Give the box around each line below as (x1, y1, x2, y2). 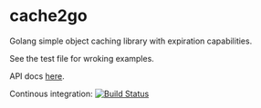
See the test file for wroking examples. (9, 53, 155, 64)
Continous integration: (9, 88, 93, 99)
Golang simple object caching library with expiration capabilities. (9, 35, 253, 46)
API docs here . (9, 70, 66, 82)
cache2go (9, 5, 89, 26)
